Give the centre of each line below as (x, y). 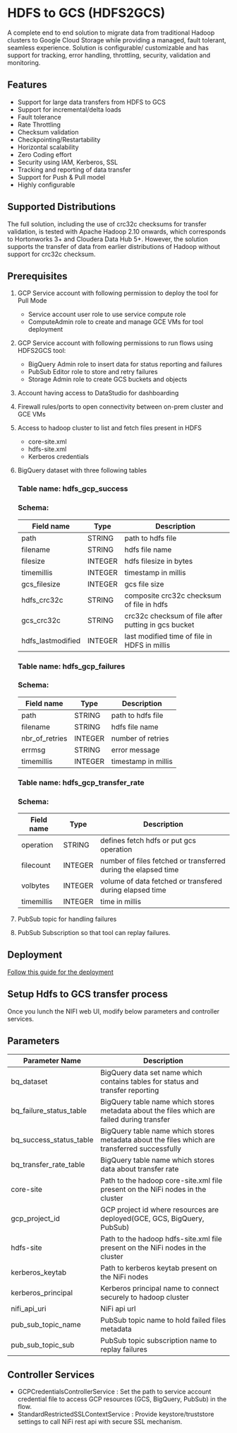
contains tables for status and (150, 1081)
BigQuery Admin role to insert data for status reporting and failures (125, 364)
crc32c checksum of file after (174, 615)
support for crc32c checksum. (51, 254)
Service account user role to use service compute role (107, 314)
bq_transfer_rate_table (48, 1165)
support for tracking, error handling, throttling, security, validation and (109, 55)
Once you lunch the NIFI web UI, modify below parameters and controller (114, 1011)
